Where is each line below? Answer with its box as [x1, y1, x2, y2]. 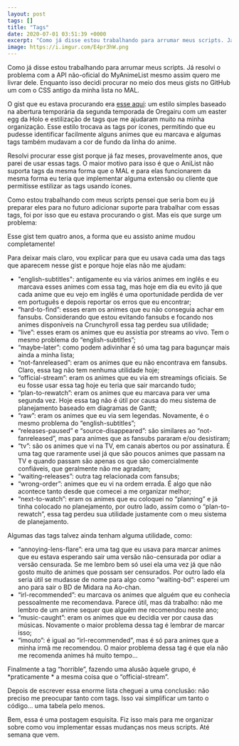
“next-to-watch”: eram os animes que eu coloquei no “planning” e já [17, 495, 218, 503]
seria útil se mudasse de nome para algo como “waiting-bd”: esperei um [17, 576, 230, 583]
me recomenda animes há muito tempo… [17, 651, 138, 660]
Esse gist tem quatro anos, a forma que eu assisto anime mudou [7, 233, 196, 240]
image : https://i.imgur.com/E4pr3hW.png [7, 44, 129, 51]
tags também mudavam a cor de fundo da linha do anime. [7, 138, 176, 146]
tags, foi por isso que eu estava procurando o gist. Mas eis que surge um [7, 211, 222, 219]
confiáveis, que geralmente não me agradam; [17, 464, 151, 473]
